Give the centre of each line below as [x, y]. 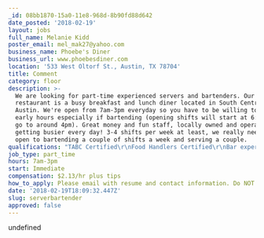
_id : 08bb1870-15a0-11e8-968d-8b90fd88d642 [81, 15]
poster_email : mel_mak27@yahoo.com [66, 45]
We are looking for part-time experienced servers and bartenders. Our [135, 96]
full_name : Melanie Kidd [49, 37]
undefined [25, 228]
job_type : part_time [42, 154]
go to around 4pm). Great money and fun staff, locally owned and [126, 125]
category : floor [35, 81]
